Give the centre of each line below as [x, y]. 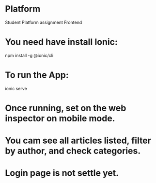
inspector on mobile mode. [60, 118]
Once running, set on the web [66, 108]
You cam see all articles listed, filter [78, 141]
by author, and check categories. [73, 151]
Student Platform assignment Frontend [44, 22]
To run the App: [37, 75]
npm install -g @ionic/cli [29, 55]
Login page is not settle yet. [62, 173]
